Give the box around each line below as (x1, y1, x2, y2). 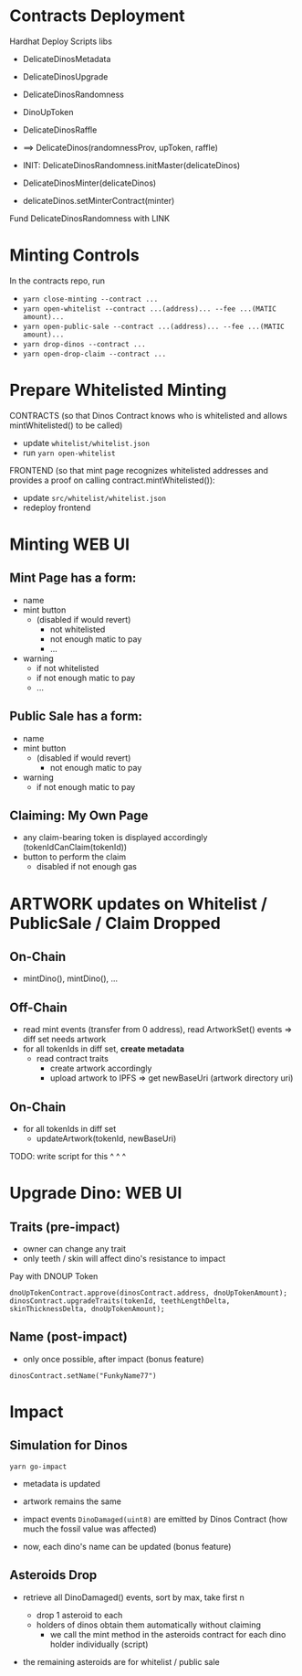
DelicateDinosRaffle (22, 124, 98, 135)
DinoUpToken (22, 106, 74, 117)
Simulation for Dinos (9, 1437, 128, 1454)
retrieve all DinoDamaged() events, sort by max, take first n (22, 1592, 245, 1603)
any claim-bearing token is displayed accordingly (22, 832, 208, 843)
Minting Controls (9, 245, 140, 266)
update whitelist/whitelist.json (22, 437, 151, 448)
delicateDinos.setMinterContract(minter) (22, 195, 175, 206)
